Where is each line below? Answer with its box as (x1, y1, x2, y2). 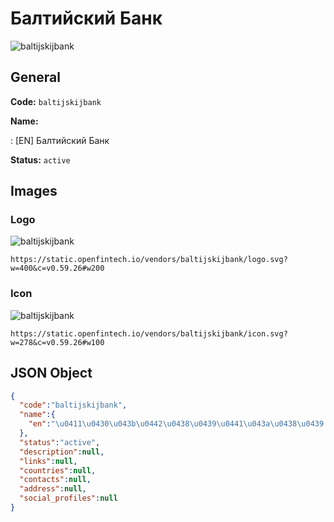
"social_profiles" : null (19, 493, 118, 504)
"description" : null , (19, 447, 105, 457)
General (10, 69, 62, 86)
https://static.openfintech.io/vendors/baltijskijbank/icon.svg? (10, 328, 288, 339)
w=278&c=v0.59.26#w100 (10, 337, 105, 347)
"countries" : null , (19, 465, 97, 476)
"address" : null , (19, 484, 87, 494)
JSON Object (10, 365, 93, 382)
